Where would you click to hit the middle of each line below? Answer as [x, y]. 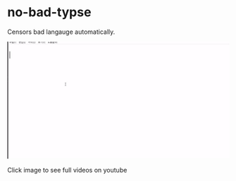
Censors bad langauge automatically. [61, 32]
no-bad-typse [49, 12]
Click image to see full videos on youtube [67, 170]
